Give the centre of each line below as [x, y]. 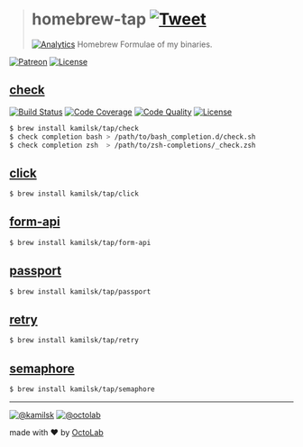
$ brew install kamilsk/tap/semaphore [82, 389]
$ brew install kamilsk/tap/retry [74, 341]
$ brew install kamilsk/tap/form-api [80, 242]
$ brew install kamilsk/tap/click [74, 194]
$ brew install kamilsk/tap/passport [80, 292]
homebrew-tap [89, 19]
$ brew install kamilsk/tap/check [74, 128]
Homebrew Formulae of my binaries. [145, 44]
